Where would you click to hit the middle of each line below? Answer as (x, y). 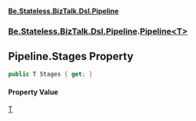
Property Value (33, 92)
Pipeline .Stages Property (71, 56)
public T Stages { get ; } (50, 74)
